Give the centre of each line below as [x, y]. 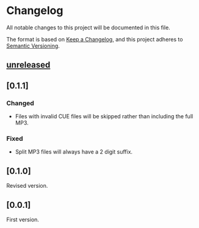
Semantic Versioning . [33, 46]
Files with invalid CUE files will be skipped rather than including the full [104, 116]
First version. [23, 219]
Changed [20, 103]
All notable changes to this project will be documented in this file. [89, 27]
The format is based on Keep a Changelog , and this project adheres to [95, 39]
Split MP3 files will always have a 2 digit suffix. [74, 152]
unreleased [28, 65]
